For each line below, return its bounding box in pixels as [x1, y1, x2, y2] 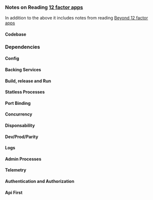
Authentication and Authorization [5, 178, 74, 184]
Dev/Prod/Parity [5, 134, 38, 140]
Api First [5, 189, 23, 195]
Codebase [5, 31, 27, 37]
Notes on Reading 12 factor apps [5, 4, 84, 11]
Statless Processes [5, 89, 45, 95]
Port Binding [5, 100, 31, 106]
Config [5, 56, 19, 61]
